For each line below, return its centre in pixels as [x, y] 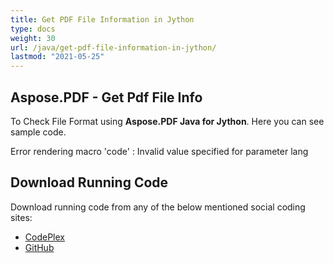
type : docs [33, 29]
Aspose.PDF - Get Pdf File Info [106, 97]
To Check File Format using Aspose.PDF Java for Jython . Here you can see [167, 121]
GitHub [39, 247]
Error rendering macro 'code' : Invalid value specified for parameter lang [159, 151]
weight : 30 [33, 38]
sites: [21, 217]
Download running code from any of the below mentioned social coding [158, 207]
